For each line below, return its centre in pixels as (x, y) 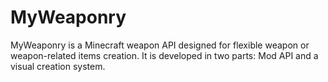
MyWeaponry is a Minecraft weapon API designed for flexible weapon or (160, 45)
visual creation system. (58, 66)
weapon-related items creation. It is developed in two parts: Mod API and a (164, 55)
